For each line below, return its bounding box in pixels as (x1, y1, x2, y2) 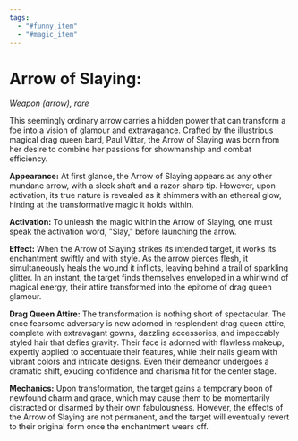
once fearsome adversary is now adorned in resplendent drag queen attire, (9, 318, 286, 329)
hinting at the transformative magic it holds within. (9, 199, 194, 211)
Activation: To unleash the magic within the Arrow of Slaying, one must (9, 217, 273, 228)
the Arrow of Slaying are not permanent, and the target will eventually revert (9, 411, 290, 422)
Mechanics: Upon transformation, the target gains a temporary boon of (9, 383, 273, 394)
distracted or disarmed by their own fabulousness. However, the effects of (9, 402, 284, 413)
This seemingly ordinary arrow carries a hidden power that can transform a (9, 116, 286, 126)
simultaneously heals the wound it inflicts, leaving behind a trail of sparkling (9, 263, 289, 273)
